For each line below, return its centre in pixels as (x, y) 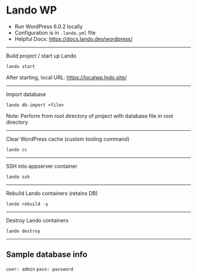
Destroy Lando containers (37, 220)
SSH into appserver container (42, 166)
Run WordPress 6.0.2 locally (49, 26)
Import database (26, 94)
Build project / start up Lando (41, 56)
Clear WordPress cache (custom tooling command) (68, 139)
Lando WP (32, 10)
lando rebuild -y (27, 204)
